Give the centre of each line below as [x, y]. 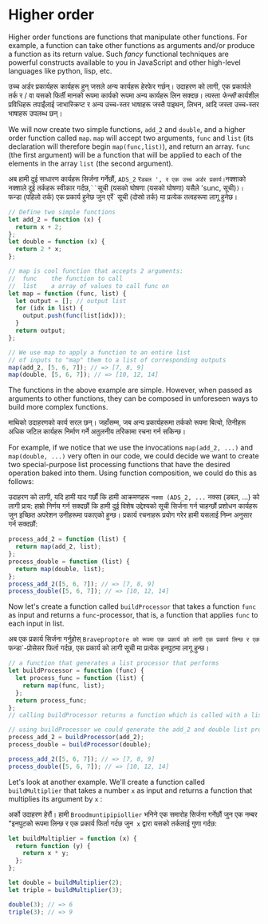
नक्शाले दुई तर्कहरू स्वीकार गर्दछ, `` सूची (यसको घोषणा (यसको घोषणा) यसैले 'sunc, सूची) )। [126, 188]
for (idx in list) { [49, 308]
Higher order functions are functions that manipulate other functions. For [128, 37]
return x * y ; [46, 854]
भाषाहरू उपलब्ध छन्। [35, 113]
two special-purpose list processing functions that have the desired [119, 465]
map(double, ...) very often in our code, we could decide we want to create [134, 456]
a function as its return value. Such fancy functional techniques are [118, 54]
